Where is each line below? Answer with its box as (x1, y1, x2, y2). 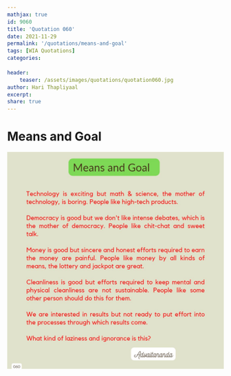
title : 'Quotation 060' (7, 25, 76, 32)
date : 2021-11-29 (7, 33, 57, 40)
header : (7, 69, 30, 76)
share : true (7, 98, 41, 105)
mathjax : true (7, 11, 48, 18)
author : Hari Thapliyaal (7, 83, 78, 91)
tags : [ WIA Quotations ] (7, 48, 76, 54)
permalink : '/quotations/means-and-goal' (7, 40, 128, 48)
